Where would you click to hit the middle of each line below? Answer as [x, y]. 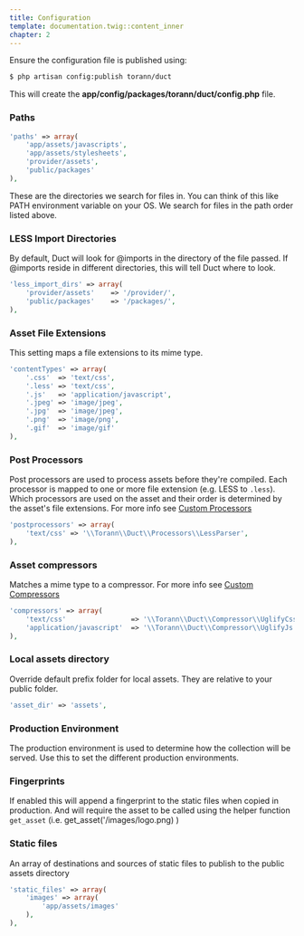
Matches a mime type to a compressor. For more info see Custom [131, 584]
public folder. [34, 688]
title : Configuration [50, 18]
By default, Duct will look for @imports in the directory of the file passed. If [149, 258]
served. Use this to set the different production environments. [124, 758]
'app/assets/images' [81, 906]
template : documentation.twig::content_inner [96, 26]
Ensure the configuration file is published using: [98, 61]
